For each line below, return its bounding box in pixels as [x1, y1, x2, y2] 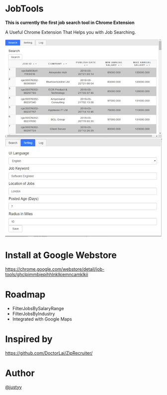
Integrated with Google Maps [12, 316, 72, 322]
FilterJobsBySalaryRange [12, 305, 64, 311]
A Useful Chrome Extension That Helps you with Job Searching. [5, 29, 136, 35]
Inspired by [5, 334, 53, 345]
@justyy [5, 384, 22, 390]
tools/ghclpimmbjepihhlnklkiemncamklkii [5, 271, 88, 277]
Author [5, 368, 35, 379]
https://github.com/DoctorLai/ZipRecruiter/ [5, 350, 93, 356]
